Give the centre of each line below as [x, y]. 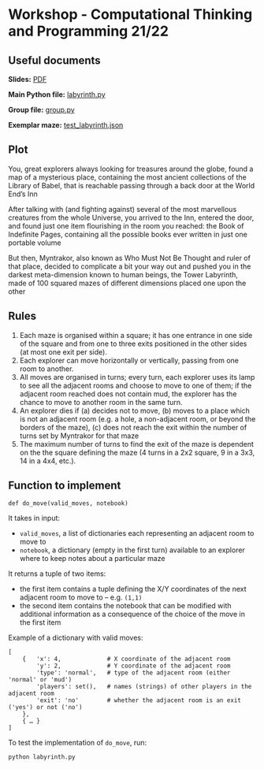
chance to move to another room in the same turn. [101, 402]
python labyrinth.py [42, 757]
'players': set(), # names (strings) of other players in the [144, 687]
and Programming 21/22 [89, 31]
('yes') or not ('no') [45, 708]
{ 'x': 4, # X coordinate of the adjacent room [126, 659]
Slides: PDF [28, 79]
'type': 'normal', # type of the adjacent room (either [134, 673]
